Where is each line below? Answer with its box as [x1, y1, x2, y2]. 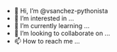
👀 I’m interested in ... [13, 14, 74, 22]
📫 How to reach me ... [13, 37, 80, 45]
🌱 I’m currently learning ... [13, 22, 90, 30]
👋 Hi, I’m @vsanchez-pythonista [13, 7, 108, 15]
